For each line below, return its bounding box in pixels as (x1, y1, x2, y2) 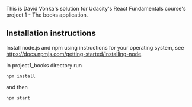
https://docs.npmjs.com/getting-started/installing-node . (6, 50, 143, 57)
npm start (6, 95, 31, 101)
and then (6, 83, 28, 90)
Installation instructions (6, 28, 96, 38)
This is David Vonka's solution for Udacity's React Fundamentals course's (6, 5, 186, 12)
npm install (6, 73, 36, 79)
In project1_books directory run (6, 61, 82, 69)
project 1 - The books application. (6, 11, 88, 18)
